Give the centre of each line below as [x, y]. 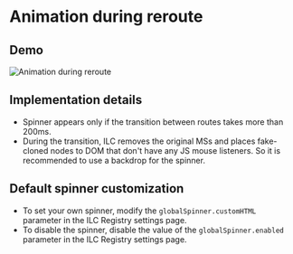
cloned [35, 150]
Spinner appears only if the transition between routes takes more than [153, 122]
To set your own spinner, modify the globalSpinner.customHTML [139, 211]
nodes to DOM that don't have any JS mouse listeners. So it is [165, 150]
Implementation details [76, 100]
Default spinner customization [97, 188]
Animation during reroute [106, 17]
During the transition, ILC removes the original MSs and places [139, 141]
